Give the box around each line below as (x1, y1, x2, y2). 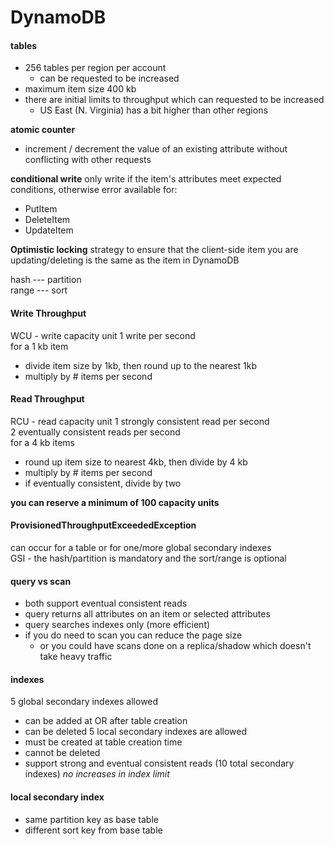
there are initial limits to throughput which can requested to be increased (24, 94, 325, 106)
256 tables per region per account (24, 62, 167, 74)
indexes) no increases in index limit (24, 768, 170, 780)
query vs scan (10, 575, 72, 587)
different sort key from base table (24, 824, 163, 836)
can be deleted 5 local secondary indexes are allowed (24, 726, 247, 738)
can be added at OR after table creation (24, 715, 188, 727)
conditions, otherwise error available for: (10, 184, 178, 196)
